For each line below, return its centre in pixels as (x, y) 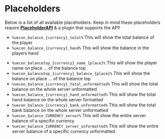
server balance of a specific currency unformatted (63, 131)
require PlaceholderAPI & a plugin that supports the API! (62, 27)
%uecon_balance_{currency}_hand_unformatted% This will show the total (84, 94)
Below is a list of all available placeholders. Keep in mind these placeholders (82, 22)
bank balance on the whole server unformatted (60, 110)
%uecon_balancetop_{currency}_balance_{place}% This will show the (81, 73)
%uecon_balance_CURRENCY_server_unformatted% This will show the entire (85, 126)
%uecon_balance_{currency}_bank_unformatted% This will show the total (84, 105)
